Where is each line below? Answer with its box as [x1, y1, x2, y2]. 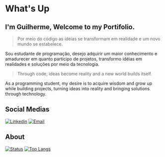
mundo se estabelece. [17, 41, 63, 47]
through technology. [5, 91, 47, 97]
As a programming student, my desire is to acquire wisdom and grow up [5, 80, 153, 86]
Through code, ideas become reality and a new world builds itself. [17, 71, 153, 77]
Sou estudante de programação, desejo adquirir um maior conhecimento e [5, 51, 158, 56]
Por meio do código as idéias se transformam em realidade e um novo [17, 36, 161, 42]
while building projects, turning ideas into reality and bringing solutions [5, 86, 150, 92]
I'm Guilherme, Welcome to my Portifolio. [5, 23, 135, 31]
